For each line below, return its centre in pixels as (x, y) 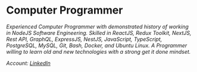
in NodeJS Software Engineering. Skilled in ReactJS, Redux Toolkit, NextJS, (99, 32)
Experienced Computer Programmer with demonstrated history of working (98, 27)
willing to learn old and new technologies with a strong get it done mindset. (98, 51)
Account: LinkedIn (28, 63)
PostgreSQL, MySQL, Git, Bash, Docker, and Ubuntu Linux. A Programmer (97, 45)
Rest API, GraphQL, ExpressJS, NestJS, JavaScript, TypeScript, (84, 39)
